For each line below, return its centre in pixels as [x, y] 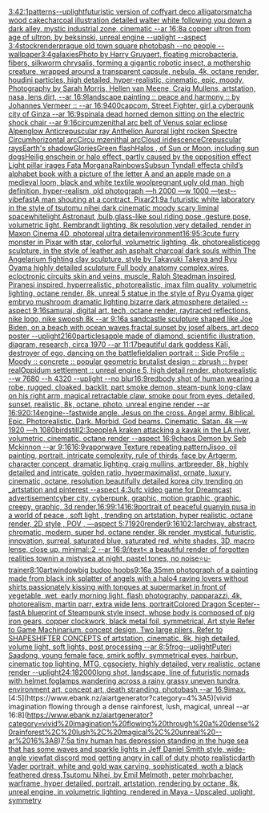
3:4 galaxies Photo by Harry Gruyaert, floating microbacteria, [139, 54]
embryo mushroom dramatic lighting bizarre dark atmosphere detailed [124, 302]
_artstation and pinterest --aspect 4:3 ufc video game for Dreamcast [120, 490]
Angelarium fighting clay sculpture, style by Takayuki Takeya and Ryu [123, 259]
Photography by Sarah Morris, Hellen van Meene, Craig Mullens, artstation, [132, 88]
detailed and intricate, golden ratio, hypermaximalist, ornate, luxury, [120, 472]
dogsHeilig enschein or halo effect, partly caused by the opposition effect [130, 157]
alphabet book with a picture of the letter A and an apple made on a [120, 174]
